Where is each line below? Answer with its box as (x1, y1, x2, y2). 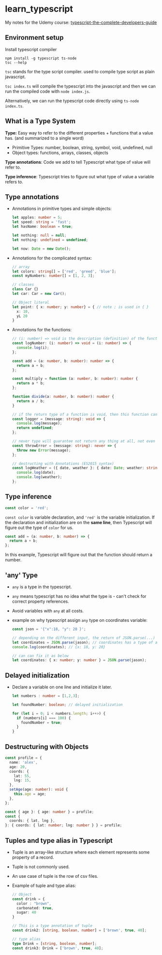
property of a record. (12, 854, 54, 860)
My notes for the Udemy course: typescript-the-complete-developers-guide (5, 19, 157, 25)
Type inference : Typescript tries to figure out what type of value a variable (5, 173, 154, 179)
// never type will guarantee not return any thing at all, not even (12, 439, 156, 443)
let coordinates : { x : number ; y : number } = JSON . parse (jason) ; (12, 658, 147, 663)
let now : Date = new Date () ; (12, 246, 71, 251)
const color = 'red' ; (5, 505, 49, 511)
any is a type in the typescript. (12, 584, 72, 590)
